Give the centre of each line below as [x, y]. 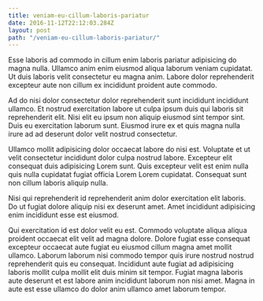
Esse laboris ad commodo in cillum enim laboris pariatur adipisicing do [122, 60]
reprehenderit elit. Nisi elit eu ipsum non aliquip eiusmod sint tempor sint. [127, 117]
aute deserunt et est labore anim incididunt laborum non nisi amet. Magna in [131, 280]
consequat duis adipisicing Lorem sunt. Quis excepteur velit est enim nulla [129, 166]
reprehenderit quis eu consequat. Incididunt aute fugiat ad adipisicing [121, 264]
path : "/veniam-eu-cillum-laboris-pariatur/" [84, 38]
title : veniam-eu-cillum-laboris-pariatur [79, 15]
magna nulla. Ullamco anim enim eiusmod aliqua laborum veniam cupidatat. [131, 69]
